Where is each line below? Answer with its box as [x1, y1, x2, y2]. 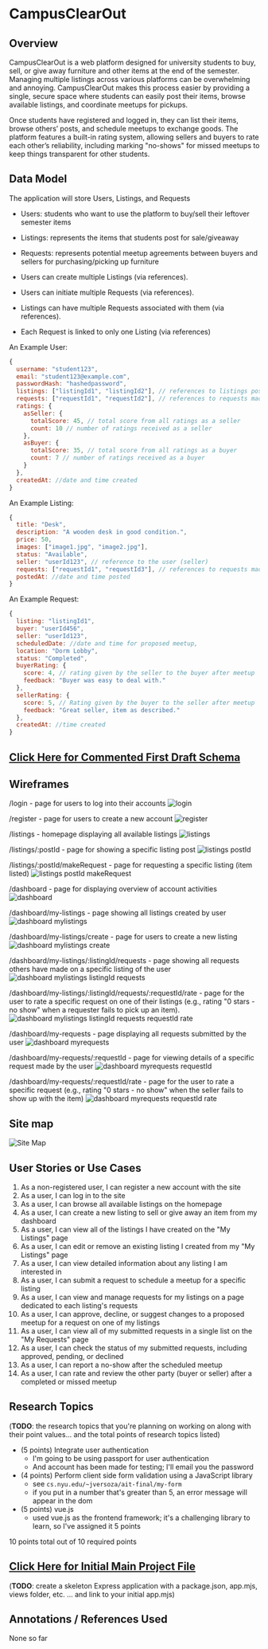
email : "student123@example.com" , [16, 372, 130, 381]
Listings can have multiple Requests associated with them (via [20, 303, 225, 312]
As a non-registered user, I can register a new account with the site [20, 1182, 241, 1192]
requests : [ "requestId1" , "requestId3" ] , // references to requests [16, 565, 248, 574]
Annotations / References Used [9, 1612, 168, 1626]
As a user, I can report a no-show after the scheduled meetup [20, 1360, 223, 1370]
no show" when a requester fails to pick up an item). [9, 1005, 181, 1015]
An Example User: [9, 342, 68, 351]
